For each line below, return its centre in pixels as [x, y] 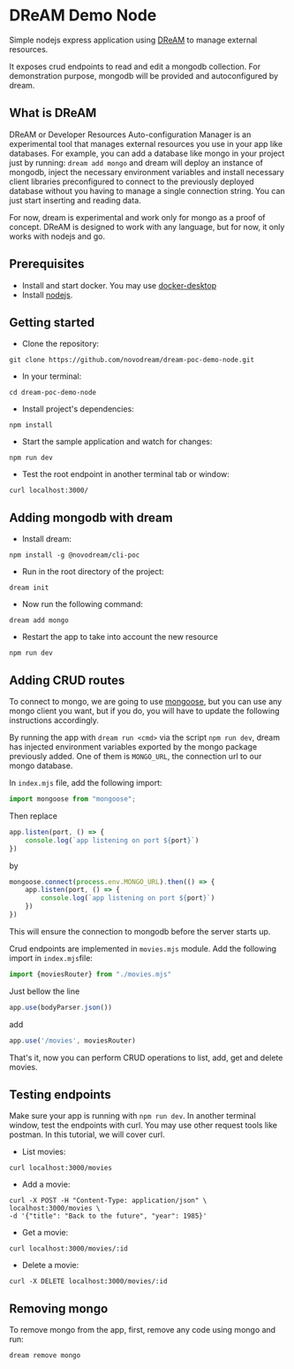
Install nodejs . [47, 295]
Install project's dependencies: [78, 409]
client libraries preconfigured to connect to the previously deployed [132, 181]
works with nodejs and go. [57, 236]
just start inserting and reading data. [75, 200]
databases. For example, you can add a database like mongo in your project [147, 153]
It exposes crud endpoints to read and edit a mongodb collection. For [135, 66]
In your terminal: [52, 376]
